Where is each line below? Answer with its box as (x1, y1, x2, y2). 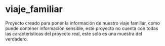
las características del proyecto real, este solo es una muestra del (5, 30, 142, 36)
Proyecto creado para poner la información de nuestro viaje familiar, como (5, 20, 160, 26)
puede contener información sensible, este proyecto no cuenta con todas (5, 25, 158, 31)
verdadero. (5, 36, 28, 42)
